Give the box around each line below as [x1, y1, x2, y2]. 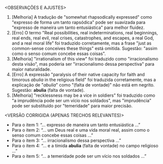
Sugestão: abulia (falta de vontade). [11, 87, 85, 93]
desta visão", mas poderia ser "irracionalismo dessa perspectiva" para [11, 61, 155, 67]
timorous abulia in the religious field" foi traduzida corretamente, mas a [11, 77, 156, 82]
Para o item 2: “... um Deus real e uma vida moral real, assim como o [11, 127, 150, 133]
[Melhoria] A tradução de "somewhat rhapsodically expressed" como [11, 14, 153, 20]
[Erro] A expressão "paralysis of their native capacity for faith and [11, 72, 145, 77]
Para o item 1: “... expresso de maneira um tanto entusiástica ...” [11, 122, 140, 128]
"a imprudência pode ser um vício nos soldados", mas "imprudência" [11, 98, 152, 103]
